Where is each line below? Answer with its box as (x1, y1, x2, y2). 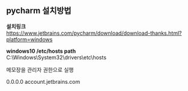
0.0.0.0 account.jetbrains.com (6, 78, 80, 85)
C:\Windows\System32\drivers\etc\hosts (6, 53, 107, 61)
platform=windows (6, 35, 53, 43)
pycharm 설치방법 (6, 5, 71, 16)
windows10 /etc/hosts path (6, 47, 76, 54)
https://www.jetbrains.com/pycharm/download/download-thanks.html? (6, 29, 182, 37)
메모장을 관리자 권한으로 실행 (6, 66, 74, 73)
